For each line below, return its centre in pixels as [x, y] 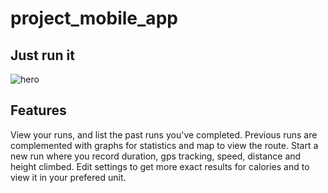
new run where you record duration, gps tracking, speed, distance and [156, 156]
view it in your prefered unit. [68, 177]
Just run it [42, 55]
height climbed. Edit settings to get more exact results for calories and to [160, 166]
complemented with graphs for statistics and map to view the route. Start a [164, 145]
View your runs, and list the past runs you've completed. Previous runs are [164, 134]
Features [38, 110]
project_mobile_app [94, 18]
